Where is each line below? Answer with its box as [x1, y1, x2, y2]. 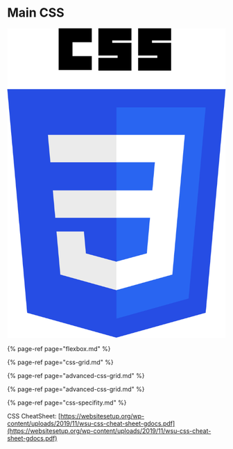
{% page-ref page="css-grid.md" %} [7, 358, 114, 366]
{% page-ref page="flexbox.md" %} [7, 344, 111, 352]
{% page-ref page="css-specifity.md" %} [7, 398, 127, 407]
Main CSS [7, 5, 64, 21]
